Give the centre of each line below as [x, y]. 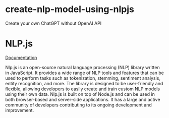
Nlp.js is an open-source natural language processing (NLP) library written [82, 67]
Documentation [21, 57]
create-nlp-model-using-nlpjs [70, 9]
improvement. [20, 110]
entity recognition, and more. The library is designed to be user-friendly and [84, 83]
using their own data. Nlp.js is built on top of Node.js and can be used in [80, 94]
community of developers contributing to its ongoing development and [79, 105]
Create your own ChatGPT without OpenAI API [53, 23]
